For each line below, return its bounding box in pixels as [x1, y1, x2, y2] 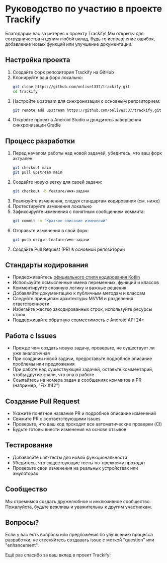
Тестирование [5, 441, 53, 450]
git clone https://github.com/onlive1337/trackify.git [12, 84, 130, 89]
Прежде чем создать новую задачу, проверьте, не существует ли [12, 345, 155, 351]
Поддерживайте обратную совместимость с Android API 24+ [12, 317, 145, 323]
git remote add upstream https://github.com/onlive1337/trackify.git [12, 108, 162, 113]
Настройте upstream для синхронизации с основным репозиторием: [12, 98, 161, 104]
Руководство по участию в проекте [5, 3, 162, 15]
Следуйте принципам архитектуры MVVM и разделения [12, 296, 133, 302]
